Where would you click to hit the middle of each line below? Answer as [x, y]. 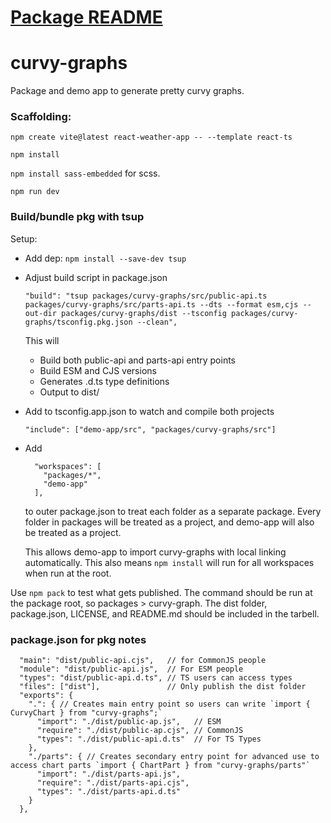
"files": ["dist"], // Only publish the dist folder [163, 687]
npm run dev [35, 192]
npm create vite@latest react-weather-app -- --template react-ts [151, 137]
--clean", [157, 322]
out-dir [40, 313]
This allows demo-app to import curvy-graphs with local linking [155, 552]
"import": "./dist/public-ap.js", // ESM [129, 722]
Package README [86, 17]
